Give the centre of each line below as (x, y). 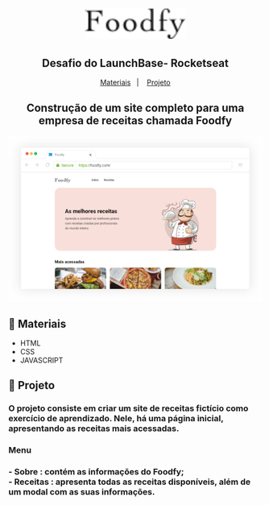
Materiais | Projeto (135, 83)
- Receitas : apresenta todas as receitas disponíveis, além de (130, 482)
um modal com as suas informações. (82, 492)
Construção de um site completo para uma (135, 108)
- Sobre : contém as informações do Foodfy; (96, 472)
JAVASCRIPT (41, 360)
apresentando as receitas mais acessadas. (94, 428)
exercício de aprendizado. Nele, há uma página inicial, (116, 419)
